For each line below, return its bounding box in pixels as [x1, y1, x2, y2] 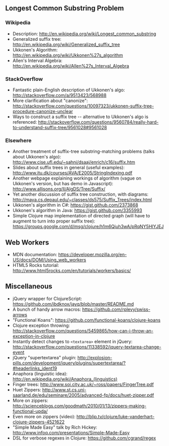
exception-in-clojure [12, 333, 55, 339]
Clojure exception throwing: [12, 322, 70, 328]
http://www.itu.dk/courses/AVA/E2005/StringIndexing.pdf [12, 170, 133, 176]
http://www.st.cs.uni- [42, 386, 87, 393]
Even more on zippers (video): [12, 413, 76, 419]
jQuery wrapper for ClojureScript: [12, 295, 82, 302]
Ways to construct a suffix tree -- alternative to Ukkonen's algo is [12, 114, 149, 120]
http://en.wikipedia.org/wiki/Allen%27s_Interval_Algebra [12, 63, 130, 69]
